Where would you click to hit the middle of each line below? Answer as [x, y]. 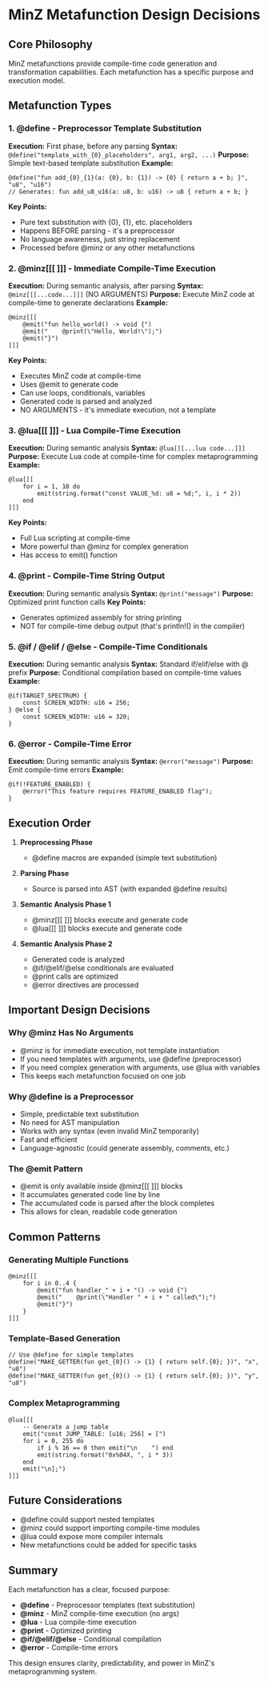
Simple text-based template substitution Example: [91, 163]
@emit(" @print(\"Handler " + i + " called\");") [127, 1297]
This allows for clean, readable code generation [98, 1212]
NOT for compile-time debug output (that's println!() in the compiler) [132, 625]
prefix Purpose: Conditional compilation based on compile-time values [125, 672]
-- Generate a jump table [66, 1427]
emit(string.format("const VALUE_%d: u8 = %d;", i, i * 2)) [139, 494]
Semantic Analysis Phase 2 [66, 943]
